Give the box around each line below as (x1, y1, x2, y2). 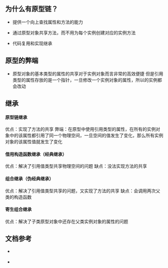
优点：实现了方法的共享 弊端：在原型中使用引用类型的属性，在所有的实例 (5, 126, 156, 132)
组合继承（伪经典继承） (5, 176, 54, 182)
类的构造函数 (5, 194, 32, 200)
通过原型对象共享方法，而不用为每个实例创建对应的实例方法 (12, 30, 136, 36)
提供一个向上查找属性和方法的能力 (12, 19, 83, 25)
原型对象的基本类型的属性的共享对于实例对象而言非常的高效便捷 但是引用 (12, 71, 163, 77)
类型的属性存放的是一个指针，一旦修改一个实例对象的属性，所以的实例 (12, 77, 158, 83)
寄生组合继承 (5, 206, 32, 212)
